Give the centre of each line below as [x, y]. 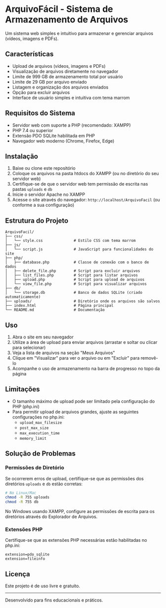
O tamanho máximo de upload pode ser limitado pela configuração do [83, 401]
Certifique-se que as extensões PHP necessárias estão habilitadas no [76, 540]
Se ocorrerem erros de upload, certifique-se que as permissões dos [75, 478]
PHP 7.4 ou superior [33, 130]
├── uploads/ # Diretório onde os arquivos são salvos [83, 301]
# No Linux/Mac [21, 493]
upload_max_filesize [41, 422]
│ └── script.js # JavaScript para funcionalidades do [79, 249]
